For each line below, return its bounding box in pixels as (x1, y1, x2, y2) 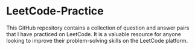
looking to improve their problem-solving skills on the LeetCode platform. (6, 37, 188, 44)
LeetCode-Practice (6, 4, 104, 18)
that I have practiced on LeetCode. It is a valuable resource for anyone (6, 30, 182, 37)
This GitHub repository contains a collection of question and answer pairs (6, 24, 190, 31)
